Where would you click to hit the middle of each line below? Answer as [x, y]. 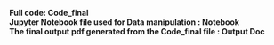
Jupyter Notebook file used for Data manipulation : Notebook [125, 22]
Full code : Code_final [49, 13]
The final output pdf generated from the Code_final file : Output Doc [137, 31]
